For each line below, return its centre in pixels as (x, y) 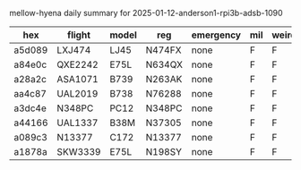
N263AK (164, 79)
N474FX (163, 50)
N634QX (164, 64)
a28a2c (30, 79)
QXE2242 (77, 64)
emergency (216, 35)
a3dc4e (30, 108)
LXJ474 (74, 50)
